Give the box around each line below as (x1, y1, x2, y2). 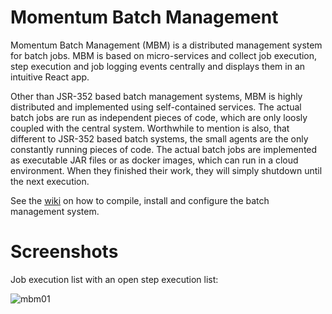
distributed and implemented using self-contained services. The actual (10, 101, 302, 113)
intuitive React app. (10, 71, 90, 83)
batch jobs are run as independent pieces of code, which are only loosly (10, 111, 308, 123)
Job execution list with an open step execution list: (10, 273, 219, 285)
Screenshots (10, 241, 119, 263)
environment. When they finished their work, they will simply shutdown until (10, 164, 323, 176)
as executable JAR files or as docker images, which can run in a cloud (10, 154, 299, 166)
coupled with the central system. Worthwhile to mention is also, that (10, 122, 290, 134)
